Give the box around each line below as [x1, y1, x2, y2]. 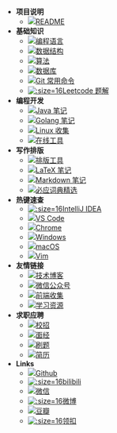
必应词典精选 [35, 185, 77, 195]
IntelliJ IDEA [62, 204, 102, 213]
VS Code [35, 214, 65, 222]
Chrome [35, 223, 62, 232]
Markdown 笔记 [35, 176, 87, 184]
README [35, 17, 65, 26]
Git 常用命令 [35, 76, 75, 85]
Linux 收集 [35, 126, 70, 135]
